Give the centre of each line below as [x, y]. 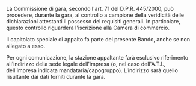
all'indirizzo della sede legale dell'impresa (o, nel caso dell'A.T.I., [86, 64]
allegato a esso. [26, 46]
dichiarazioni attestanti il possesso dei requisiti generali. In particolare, [93, 21]
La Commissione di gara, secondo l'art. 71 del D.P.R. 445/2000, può [90, 9]
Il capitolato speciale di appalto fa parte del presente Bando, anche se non [98, 39]
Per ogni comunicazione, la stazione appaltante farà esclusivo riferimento [97, 57]
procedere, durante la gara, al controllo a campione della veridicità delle [95, 15]
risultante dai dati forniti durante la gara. [56, 77]
